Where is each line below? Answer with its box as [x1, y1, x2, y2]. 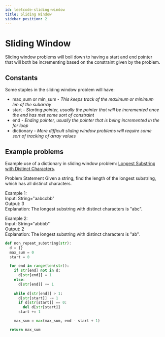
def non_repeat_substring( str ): [5, 241, 71, 246]
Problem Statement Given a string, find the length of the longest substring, [5, 175, 156, 181]
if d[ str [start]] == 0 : [18, 300, 67, 305]
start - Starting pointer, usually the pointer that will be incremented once [12, 107, 159, 113]
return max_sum [9, 327, 41, 332]
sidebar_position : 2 [5, 16, 48, 21]
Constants [5, 74, 38, 82]
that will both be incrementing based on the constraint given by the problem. [5, 59, 161, 65]
